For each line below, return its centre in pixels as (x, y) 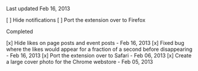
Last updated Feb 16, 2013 (38, 9)
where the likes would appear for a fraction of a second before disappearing (99, 49)
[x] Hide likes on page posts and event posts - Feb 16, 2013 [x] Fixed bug (95, 43)
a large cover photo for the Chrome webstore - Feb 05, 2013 (80, 62)
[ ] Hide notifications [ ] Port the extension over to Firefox (76, 20)
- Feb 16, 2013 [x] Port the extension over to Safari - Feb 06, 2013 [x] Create (99, 55)
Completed (20, 31)
